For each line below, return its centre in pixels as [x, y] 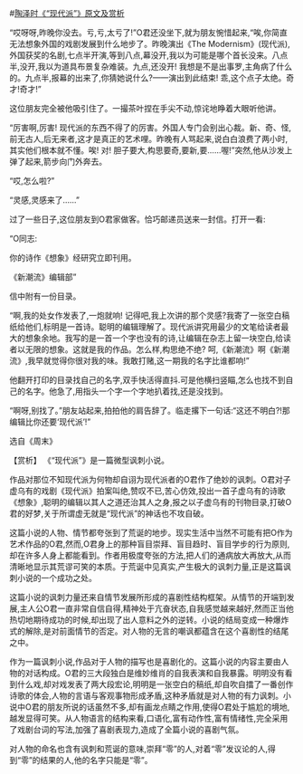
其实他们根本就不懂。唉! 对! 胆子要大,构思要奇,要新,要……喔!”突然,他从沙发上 [151, 150]
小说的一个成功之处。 [57, 578]
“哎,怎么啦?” [32, 181]
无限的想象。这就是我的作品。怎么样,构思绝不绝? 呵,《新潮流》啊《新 [153, 349]
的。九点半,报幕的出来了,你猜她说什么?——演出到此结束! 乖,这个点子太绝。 [148, 78]
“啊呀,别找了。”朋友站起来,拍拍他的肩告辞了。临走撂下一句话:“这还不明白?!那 [150, 411]
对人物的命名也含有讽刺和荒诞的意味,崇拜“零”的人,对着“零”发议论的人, [139, 749]
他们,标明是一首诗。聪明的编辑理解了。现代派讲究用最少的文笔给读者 [153, 327]
